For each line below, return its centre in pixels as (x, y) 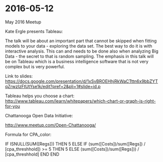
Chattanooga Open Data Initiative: (39, 115)
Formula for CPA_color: (28, 134)
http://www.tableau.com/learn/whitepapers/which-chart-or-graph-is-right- (81, 101)
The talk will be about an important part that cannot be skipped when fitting (81, 41)
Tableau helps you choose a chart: (40, 96)
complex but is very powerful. (35, 67)
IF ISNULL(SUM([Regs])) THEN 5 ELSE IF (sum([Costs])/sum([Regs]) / (75, 144)
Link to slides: (19, 76)
